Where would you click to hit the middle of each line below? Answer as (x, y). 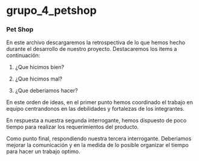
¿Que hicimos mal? (38, 79)
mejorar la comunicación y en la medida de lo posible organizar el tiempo (97, 145)
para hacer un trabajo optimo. (43, 151)
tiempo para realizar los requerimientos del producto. (73, 127)
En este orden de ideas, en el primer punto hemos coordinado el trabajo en (100, 102)
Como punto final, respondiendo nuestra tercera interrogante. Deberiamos (99, 139)
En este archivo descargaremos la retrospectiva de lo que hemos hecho (96, 42)
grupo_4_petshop (51, 11)
